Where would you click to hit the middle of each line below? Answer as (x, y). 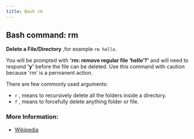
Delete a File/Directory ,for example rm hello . (61, 49)
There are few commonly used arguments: (57, 84)
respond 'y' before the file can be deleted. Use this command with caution (96, 67)
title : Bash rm (24, 11)
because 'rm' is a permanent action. (50, 73)
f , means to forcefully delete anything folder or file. (77, 102)
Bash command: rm (42, 35)
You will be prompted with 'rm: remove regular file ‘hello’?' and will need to (97, 60)
